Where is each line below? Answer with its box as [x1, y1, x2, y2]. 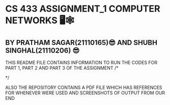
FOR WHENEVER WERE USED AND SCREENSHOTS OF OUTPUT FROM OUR [5, 90, 165, 96]
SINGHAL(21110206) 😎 [5, 46, 80, 55]
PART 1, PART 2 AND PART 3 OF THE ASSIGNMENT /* [5, 65, 119, 71]
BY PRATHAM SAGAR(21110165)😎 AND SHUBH [5, 38, 158, 47]
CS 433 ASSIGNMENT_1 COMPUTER [5, 3, 160, 15]
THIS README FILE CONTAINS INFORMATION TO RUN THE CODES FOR [5, 60, 158, 66]
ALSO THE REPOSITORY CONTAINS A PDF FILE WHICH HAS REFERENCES [5, 84, 162, 90]
